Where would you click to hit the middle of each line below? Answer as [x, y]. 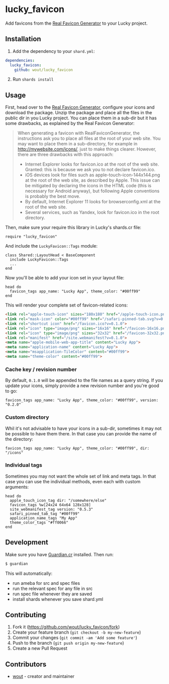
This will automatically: [29, 573]
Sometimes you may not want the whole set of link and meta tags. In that [80, 476]
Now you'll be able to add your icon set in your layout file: [65, 278]
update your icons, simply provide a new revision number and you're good [82, 386]
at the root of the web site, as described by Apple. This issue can [92, 180]
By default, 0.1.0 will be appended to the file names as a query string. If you [84, 381]
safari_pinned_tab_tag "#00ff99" [45, 514]
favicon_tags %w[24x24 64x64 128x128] [51, 505]
